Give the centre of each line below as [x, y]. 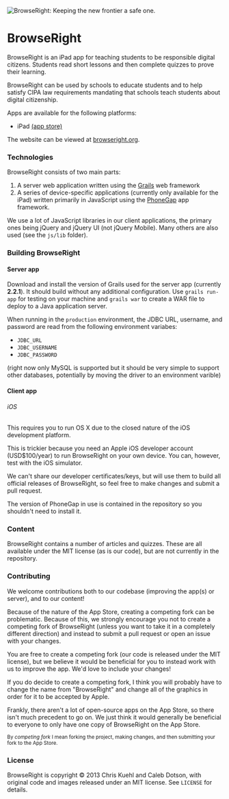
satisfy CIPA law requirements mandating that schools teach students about [114, 92]
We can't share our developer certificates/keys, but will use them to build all [114, 476]
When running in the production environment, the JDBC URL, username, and [115, 319]
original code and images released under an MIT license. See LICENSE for [110, 783]
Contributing [29, 576]
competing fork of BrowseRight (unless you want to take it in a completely [111, 626]
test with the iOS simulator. [45, 463]
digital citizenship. [32, 99]
